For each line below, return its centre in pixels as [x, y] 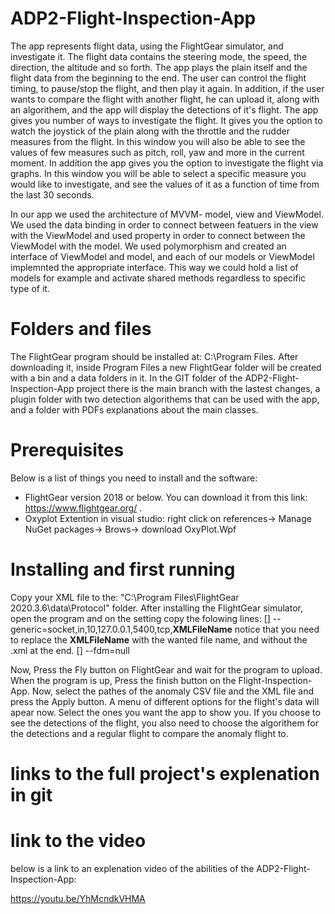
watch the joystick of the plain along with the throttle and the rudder [150, 131]
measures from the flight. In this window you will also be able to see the [158, 141]
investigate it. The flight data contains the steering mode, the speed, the [159, 56]
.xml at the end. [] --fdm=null [70, 650]
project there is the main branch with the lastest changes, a [198, 388]
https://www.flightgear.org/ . [83, 508]
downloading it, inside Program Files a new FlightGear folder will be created [166, 367]
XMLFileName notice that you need [246, 629]
